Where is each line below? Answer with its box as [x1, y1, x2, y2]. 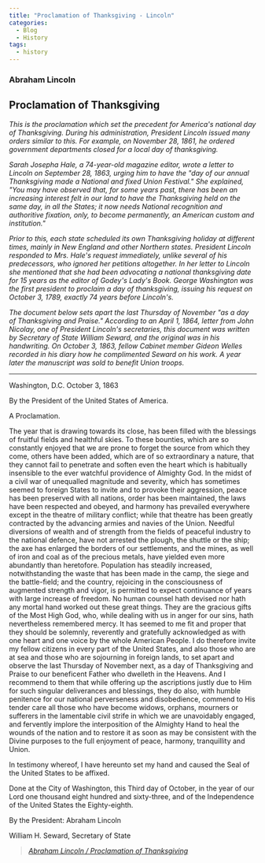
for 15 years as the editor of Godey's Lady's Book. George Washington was [9, 275, 254, 285]
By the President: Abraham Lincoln [9, 815, 121, 824]
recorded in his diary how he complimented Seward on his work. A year [9, 349, 241, 359]
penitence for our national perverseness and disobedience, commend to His [9, 694, 256, 704]
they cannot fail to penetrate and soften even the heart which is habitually [9, 459, 248, 469]
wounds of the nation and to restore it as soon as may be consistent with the [9, 727, 257, 737]
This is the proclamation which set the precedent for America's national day [9, 119, 256, 128]
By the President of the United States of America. [9, 396, 168, 405]
